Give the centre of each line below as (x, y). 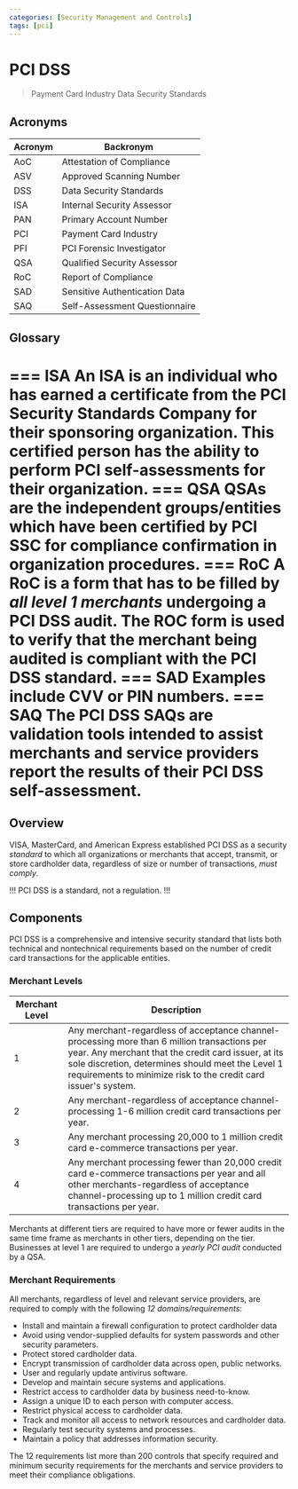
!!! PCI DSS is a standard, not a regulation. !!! (90, 890)
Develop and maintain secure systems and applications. (124, 1383)
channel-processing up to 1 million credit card (165, 1195)
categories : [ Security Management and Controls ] (101, 17)
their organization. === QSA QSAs (138, 488)
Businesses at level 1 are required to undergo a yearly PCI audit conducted (145, 1247)
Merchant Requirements (63, 1280)
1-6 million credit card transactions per (199, 1111)
